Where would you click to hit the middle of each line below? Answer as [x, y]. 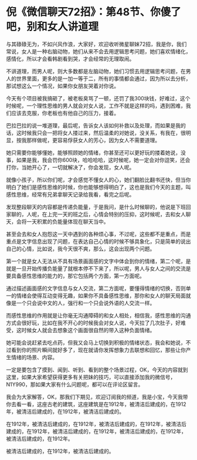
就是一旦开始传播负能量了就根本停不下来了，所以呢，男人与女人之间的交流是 [98, 268]
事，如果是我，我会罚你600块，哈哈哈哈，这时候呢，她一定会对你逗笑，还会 [98, 160]
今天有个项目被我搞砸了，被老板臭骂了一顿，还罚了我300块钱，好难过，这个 [98, 98]
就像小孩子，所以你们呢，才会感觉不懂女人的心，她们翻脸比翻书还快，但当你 [98, 180]
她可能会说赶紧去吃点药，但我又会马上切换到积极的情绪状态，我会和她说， [96, 342]
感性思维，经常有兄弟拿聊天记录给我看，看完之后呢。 [70, 194]
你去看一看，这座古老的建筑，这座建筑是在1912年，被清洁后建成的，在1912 [96, 404]
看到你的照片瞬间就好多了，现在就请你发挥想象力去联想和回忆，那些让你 [98, 350]
